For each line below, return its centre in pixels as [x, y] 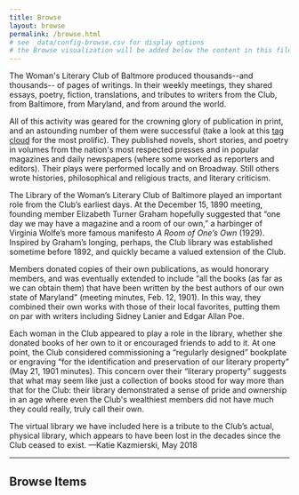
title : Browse [36, 17]
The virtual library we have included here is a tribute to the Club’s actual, [142, 427]
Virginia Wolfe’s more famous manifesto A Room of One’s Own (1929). [137, 233]
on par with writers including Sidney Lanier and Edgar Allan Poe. [127, 316]
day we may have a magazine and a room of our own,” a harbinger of [136, 224]
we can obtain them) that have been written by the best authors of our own [147, 288]
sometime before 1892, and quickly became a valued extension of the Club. [148, 252]
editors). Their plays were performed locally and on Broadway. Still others [144, 169]
